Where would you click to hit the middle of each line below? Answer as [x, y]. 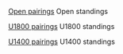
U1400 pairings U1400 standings [61, 41]
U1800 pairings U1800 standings [61, 26]
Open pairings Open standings [58, 11]
